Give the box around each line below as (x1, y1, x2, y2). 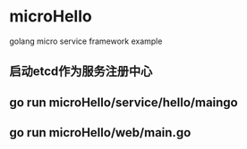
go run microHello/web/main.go (9, 125, 192, 140)
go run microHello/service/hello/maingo (9, 95, 239, 110)
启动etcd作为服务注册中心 (9, 64, 153, 79)
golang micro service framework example (9, 36, 163, 46)
